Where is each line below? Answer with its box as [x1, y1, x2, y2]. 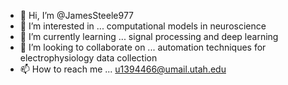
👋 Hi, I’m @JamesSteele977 [19, 10, 135, 21]
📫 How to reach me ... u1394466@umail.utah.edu [19, 63, 227, 75]
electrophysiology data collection [19, 52, 158, 64]
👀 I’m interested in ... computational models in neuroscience [19, 20, 267, 32]
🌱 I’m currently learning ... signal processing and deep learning [19, 31, 279, 42]
